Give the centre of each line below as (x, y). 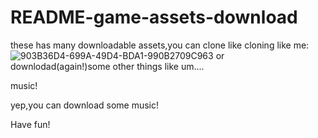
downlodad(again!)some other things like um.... (107, 66)
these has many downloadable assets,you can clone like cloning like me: (160, 45)
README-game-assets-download (154, 17)
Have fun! (30, 124)
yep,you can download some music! (85, 105)
